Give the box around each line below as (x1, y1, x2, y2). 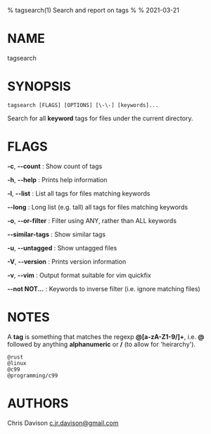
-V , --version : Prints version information (7, 257, 127, 266)
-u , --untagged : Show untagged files (7, 243, 117, 252)
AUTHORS (7, 395, 69, 411)
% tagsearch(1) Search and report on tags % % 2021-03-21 (7, 6, 179, 14)
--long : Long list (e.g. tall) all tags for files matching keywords (7, 203, 188, 211)
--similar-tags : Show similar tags (7, 230, 106, 238)
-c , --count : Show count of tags (7, 162, 103, 170)
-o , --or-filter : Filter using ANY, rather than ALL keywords (7, 216, 177, 224)
